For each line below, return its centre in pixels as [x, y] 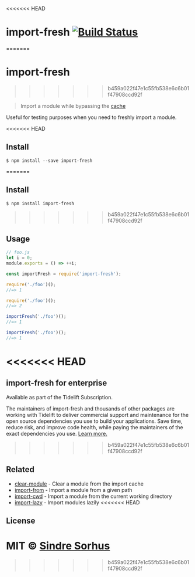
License [21, 521]
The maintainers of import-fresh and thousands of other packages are [90, 408]
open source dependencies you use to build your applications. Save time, [94, 421]
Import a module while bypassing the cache [73, 106]
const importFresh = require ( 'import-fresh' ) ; [64, 274]
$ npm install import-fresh [40, 203]
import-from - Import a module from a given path [73, 490]
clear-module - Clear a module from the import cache [79, 484]
